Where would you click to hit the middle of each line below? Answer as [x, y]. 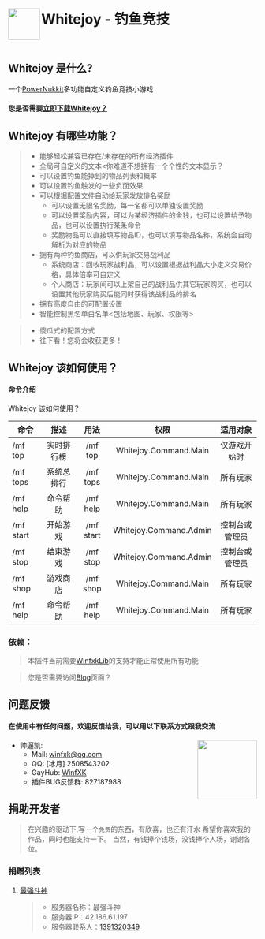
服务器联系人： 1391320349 [95, 926]
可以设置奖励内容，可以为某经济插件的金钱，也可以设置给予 [148, 215]
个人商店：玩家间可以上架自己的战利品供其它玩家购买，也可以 [151, 285]
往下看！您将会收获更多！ [81, 341]
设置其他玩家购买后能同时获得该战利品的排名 [124, 294]
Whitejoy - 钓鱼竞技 [106, 19]
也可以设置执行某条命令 [103, 225]
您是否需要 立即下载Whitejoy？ [58, 108]
